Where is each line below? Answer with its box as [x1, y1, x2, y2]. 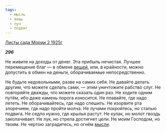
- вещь [9, 16, 23, 21]
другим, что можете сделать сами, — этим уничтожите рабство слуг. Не [5, 84, 161, 90]
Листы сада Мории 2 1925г [5, 39, 63, 45]
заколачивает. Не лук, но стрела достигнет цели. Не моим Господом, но [5, 116, 161, 122]
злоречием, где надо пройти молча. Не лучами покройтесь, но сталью [5, 106, 157, 112]
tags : [5, 7, 16, 12]
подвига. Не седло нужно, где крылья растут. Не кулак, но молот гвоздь [5, 111, 161, 117]
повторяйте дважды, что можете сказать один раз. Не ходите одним [5, 90, 153, 96]
